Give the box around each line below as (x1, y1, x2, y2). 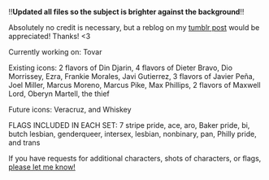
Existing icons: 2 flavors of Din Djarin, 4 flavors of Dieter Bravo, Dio (8, 63, 233, 72)
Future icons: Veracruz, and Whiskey (8, 105, 132, 114)
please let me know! (8, 162, 76, 172)
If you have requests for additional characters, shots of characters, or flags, (8, 154, 262, 163)
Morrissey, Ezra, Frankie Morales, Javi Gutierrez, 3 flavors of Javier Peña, (8, 72, 255, 81)
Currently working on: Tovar (8, 47, 102, 56)
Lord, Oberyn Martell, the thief (8, 89, 110, 99)
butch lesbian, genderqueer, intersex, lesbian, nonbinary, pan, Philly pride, (8, 130, 258, 138)
